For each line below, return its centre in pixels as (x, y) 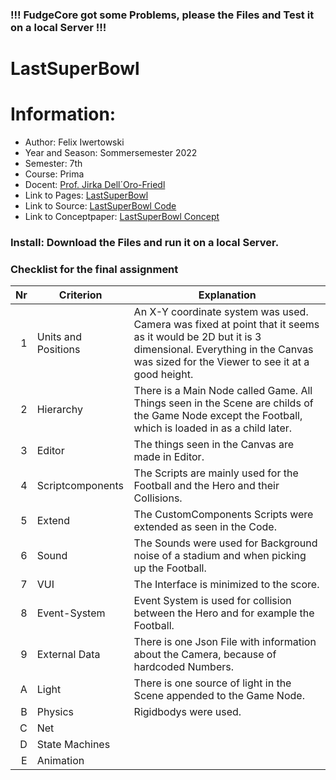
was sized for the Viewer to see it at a (221, 362)
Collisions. (158, 498)
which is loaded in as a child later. (213, 428)
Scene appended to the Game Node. (219, 696)
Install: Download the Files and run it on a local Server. (145, 242)
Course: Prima (54, 174)
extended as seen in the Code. (205, 527)
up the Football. (170, 568)
